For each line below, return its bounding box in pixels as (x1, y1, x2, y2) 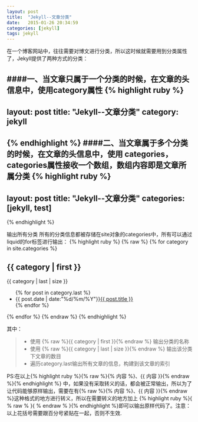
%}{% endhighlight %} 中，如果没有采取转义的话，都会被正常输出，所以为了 (6, 379, 192, 387)
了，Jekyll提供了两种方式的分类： (6, 55, 88, 62)
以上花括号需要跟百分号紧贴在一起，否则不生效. (6, 409, 123, 417)
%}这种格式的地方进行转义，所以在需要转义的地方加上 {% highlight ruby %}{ (6, 394, 193, 402)
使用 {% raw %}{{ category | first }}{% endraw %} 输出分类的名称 (29, 337, 190, 345)
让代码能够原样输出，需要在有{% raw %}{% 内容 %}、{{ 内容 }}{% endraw (6, 387, 188, 394)
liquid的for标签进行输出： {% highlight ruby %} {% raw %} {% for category (6, 238, 189, 245)
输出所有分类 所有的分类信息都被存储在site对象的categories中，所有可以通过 (6, 231, 193, 238)
